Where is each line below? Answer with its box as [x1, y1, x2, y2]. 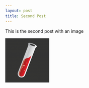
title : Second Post [5, 13, 46, 19]
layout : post [5, 8, 33, 13]
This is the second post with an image [5, 28, 84, 34]
